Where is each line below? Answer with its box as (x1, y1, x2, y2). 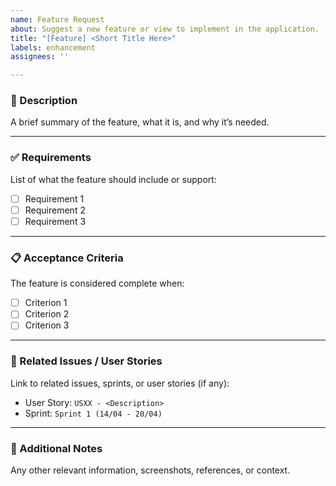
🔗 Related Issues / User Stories (10, 354, 163, 368)
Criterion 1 (24, 297, 68, 309)
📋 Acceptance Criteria (10, 251, 124, 265)
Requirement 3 (24, 215, 87, 227)
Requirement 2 (24, 204, 86, 216)
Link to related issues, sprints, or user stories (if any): (10, 377, 230, 389)
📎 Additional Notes (10, 441, 103, 455)
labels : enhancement (10, 42, 97, 53)
